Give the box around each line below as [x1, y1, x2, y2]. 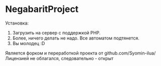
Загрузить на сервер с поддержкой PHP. [12, 29, 101, 35]
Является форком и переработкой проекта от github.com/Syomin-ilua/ [5, 50, 156, 56]
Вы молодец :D [12, 40, 45, 46]
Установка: [5, 20, 29, 26]
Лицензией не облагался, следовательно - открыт [5, 55, 114, 61]
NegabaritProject [5, 3, 79, 15]
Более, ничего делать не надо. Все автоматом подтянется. [12, 35, 140, 41]
